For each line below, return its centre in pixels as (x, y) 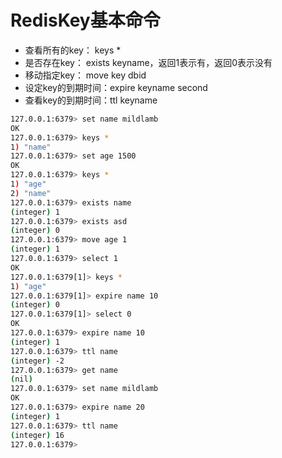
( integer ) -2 (37, 361)
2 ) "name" (31, 193)
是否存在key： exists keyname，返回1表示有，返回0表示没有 (148, 62)
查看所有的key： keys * (73, 50)
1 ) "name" (31, 147)
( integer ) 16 (37, 435)
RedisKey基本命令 (85, 20)
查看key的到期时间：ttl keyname (91, 100)
